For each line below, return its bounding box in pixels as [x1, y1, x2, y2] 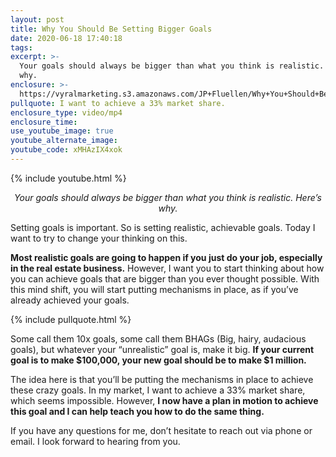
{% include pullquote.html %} [10, 313, 132, 325]
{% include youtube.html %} [10, 172, 127, 184]
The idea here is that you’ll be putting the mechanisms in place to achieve [10, 373, 314, 385]
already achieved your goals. [10, 294, 130, 306]
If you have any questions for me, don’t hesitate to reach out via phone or [10, 424, 313, 436]
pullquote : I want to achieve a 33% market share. [10, 98, 226, 108]
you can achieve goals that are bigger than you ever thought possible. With [10, 272, 320, 285]
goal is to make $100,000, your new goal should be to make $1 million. [10, 354, 307, 366]
